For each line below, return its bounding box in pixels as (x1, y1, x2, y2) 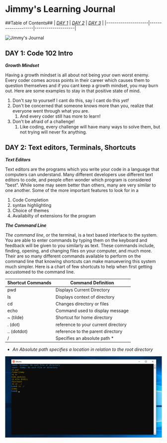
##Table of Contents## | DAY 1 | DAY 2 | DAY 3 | (5, 20, 104, 26)
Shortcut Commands (7, 280, 52, 286)
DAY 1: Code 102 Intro (5, 49, 73, 58)
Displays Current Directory (55, 287, 110, 293)
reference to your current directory (55, 321, 127, 327)
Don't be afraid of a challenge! (12, 118, 75, 125)
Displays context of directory (55, 294, 115, 300)
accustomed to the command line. (5, 269, 75, 275)
